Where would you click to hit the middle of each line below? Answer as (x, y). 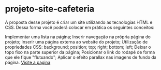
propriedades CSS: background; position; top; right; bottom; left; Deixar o (78, 47)
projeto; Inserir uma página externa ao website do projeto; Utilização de (76, 42)
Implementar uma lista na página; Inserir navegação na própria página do (78, 37)
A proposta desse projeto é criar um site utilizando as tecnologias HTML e (79, 22)
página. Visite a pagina (28, 62)
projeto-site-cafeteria (50, 9)
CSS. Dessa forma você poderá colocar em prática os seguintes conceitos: (80, 27)
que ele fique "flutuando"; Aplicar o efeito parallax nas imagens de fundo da (81, 57)
